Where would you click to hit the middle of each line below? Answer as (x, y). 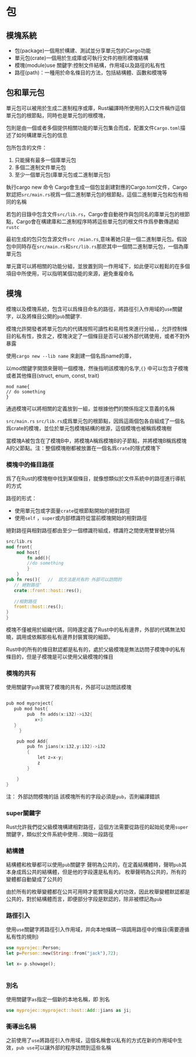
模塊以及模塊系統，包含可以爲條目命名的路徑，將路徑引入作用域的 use (89, 309)
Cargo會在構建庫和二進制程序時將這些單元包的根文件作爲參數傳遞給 (98, 221)
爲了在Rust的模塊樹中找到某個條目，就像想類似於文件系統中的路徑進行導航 (96, 478)
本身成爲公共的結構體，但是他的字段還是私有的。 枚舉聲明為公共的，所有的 (96, 872)
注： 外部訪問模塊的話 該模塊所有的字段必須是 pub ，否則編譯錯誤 (83, 796)
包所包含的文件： (27, 148)
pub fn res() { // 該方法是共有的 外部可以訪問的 (64, 580)
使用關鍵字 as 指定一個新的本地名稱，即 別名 (58, 1000)
